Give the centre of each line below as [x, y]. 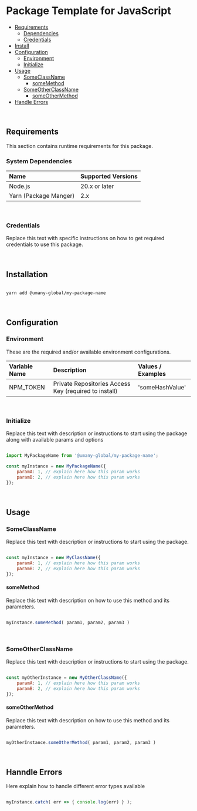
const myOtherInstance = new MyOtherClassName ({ [67, 678]
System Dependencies [39, 161]
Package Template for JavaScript [89, 11]
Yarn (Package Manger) [42, 196]
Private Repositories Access [92, 383]
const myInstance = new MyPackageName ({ [56, 466]
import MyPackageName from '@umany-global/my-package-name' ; [82, 456]
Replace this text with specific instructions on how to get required [85, 238]
